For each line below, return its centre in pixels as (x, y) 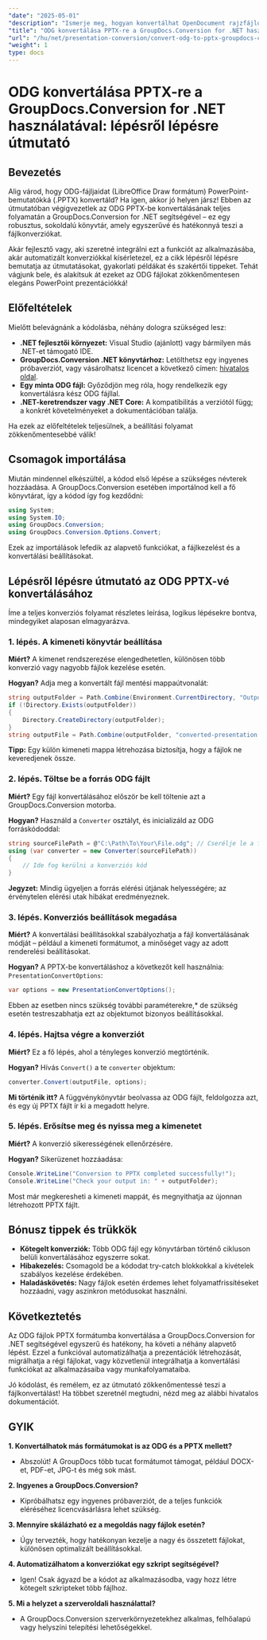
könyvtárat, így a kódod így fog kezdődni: (76, 496)
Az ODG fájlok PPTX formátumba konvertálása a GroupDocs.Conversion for (132, 1336)
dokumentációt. (34, 1402)
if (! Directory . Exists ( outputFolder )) (72, 705)
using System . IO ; (37, 518)
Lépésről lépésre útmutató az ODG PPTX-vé (119, 581)
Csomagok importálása (67, 459)
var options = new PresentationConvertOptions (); (92, 990)
